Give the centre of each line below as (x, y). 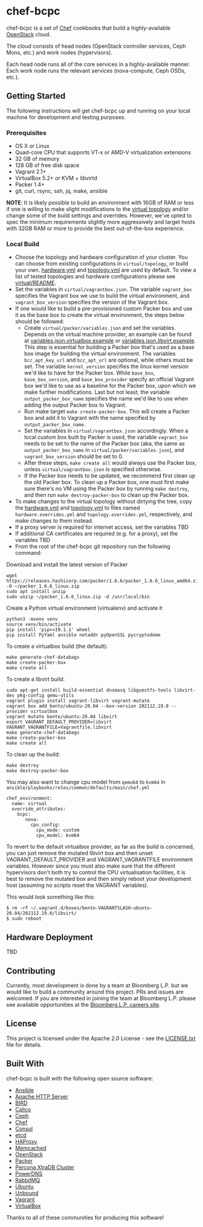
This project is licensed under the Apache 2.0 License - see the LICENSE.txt (101, 1038)
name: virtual (29, 804)
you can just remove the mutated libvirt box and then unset (79, 853)
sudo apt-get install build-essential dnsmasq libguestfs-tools (89, 690)
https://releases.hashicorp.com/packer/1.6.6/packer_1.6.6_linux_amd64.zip (104, 581)
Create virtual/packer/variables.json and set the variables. (100, 328)
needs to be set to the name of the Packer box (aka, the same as (105, 443)
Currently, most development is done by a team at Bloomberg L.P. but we (97, 985)
